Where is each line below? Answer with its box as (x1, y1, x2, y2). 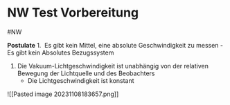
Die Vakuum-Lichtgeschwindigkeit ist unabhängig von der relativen (17, 61, 209, 70)
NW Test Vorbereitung (7, 5, 139, 21)
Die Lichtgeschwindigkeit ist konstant (27, 76, 134, 84)
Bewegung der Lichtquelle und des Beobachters (17, 69, 155, 77)
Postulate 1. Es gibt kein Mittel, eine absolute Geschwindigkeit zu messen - (7, 41, 224, 49)
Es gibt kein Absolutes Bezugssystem (7, 48, 114, 57)
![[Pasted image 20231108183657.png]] (7, 90, 119, 98)
